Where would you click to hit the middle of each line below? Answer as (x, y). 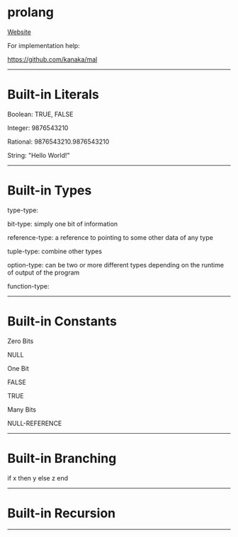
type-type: (23, 210)
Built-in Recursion (61, 513)
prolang (31, 12)
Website (19, 32)
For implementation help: (44, 45)
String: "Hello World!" (39, 155)
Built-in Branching (62, 458)
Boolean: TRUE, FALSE (40, 114)
